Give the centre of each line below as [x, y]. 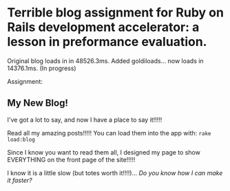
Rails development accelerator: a [103, 27]
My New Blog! [38, 103]
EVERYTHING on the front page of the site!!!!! [71, 159]
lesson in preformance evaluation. [107, 42]
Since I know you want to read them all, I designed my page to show [104, 152]
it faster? [20, 180]
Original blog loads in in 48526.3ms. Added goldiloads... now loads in [106, 60]
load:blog [21, 139]
